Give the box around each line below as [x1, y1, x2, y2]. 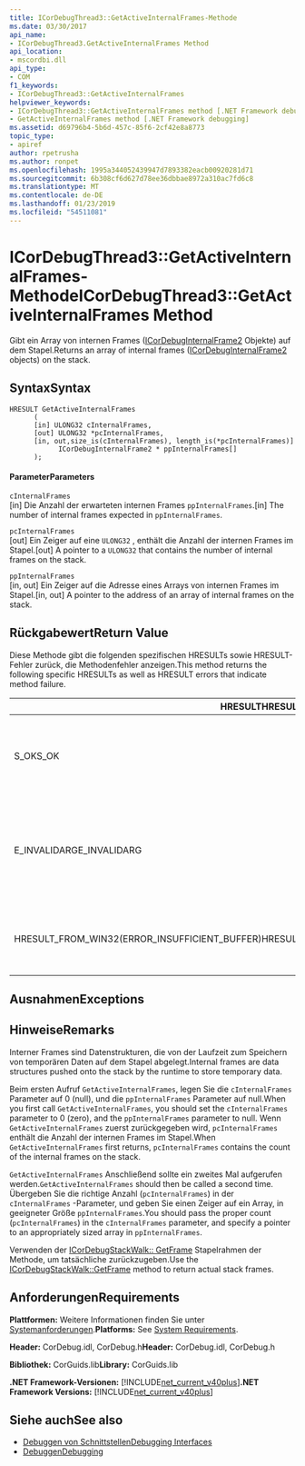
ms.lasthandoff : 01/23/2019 [9, 199, 116, 209]
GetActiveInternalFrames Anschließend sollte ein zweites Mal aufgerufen [9, 1169, 283, 1180]
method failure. [9, 678, 66, 689]
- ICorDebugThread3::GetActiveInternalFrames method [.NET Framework [9, 106, 279, 115]
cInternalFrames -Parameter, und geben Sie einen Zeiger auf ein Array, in [9, 1197, 284, 1209]
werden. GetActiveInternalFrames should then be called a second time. [9, 1178, 274, 1189]
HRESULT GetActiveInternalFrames [9, 404, 136, 414]
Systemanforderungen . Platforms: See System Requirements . [9, 1323, 239, 1334]
